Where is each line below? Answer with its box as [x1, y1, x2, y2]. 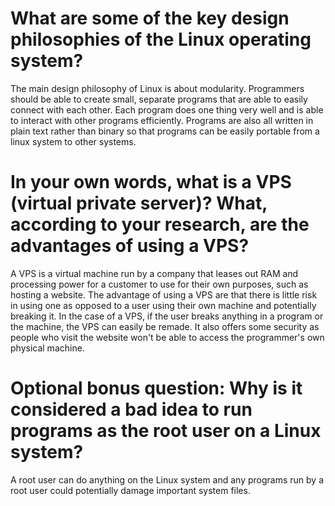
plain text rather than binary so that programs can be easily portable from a [10, 125, 320, 137]
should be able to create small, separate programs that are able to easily [10, 93, 308, 105]
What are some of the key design [10, 7, 290, 30]
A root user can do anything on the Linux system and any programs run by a [10, 473, 324, 486]
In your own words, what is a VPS [10, 171, 292, 194]
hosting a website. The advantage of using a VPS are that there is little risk [10, 288, 318, 301]
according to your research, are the [10, 213, 310, 236]
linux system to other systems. [10, 135, 137, 147]
